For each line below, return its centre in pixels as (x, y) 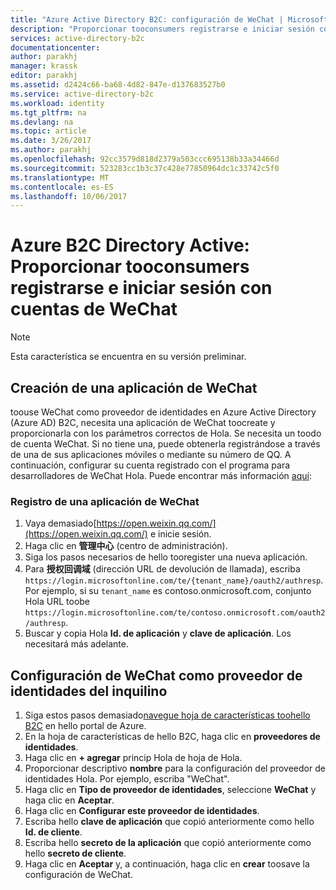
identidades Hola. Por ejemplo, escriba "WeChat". (127, 779)
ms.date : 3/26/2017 (51, 141)
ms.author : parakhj (51, 150)
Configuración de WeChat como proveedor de (156, 675)
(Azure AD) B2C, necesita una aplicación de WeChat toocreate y (143, 422)
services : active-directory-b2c (77, 38)
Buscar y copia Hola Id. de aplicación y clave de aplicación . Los (158, 633)
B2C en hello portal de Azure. (85, 726)
